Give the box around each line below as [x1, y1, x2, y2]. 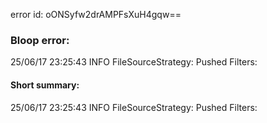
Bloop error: [10, 33, 70, 47]
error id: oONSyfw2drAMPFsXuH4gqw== [10, 9, 182, 20]
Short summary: [10, 79, 80, 91]
